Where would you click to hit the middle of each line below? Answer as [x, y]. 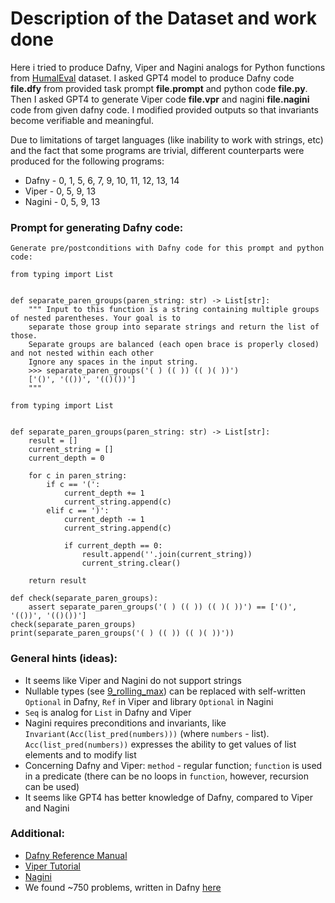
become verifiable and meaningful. [82, 120]
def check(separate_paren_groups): [84, 598]
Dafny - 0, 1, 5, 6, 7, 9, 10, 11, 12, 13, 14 [102, 180]
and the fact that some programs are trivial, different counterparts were [157, 150]
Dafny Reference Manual [76, 855]
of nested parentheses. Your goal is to [96, 318]
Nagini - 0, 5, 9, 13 [62, 201]
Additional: [37, 834]
